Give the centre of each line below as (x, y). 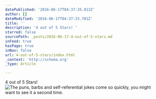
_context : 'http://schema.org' (37, 59)
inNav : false (18, 50)
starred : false (21, 32)
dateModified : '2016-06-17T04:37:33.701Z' (49, 19)
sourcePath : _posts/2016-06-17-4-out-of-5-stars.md (59, 37)
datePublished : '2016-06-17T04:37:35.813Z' (50, 10)
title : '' (15, 23)
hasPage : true (20, 46)
